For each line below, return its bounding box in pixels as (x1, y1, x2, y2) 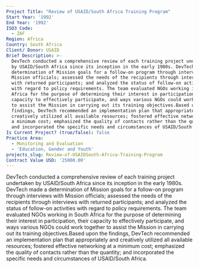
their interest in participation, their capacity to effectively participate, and (6, 217, 185, 225)
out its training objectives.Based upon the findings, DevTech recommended (6, 230, 190, 237)
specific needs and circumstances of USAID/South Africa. (6, 255, 147, 262)
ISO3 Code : (6, 25, 33, 31)
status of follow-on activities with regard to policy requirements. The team (6, 205, 187, 212)
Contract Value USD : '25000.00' (6, 157, 86, 163)
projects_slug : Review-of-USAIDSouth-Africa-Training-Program (6, 151, 163, 157)
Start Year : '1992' (6, 14, 54, 20)
